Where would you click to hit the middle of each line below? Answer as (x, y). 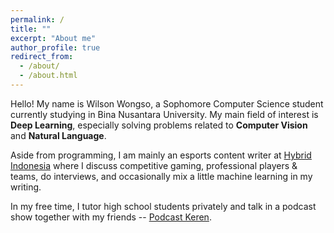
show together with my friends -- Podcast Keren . (111, 217)
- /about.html (48, 76)
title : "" (31, 29)
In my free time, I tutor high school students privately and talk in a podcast (163, 206)
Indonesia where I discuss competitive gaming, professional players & (154, 165)
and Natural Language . (58, 135)
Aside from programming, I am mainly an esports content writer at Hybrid (161, 155)
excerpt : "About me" (53, 38)
